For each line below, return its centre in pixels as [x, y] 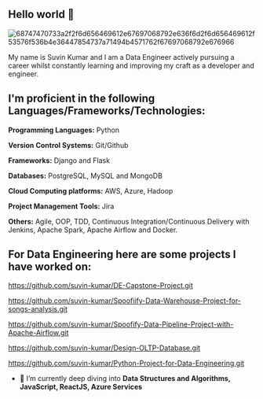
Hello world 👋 [41, 15]
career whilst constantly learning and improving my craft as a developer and [131, 65]
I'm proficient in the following [82, 99]
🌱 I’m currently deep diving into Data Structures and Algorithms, [125, 379]
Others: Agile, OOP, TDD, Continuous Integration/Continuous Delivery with [129, 221]
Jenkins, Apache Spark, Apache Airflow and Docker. [93, 230]
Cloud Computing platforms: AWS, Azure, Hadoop [91, 190]
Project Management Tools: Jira [61, 206]
